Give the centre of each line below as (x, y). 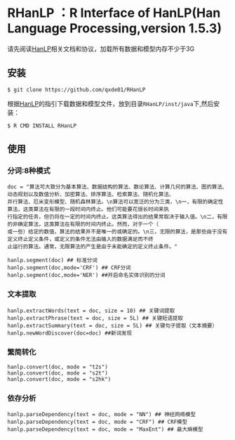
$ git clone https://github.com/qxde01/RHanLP (76, 90)
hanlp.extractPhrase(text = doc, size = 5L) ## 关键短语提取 (95, 318)
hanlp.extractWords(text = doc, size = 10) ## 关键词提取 (91, 311)
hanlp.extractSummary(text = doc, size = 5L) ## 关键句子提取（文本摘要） (113, 325)
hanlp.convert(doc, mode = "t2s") (58, 367)
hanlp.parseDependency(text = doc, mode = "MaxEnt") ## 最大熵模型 (105, 429)
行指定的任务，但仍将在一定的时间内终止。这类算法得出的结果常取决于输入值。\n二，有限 (117, 217)
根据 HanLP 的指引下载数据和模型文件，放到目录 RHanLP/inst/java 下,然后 (110, 103)
